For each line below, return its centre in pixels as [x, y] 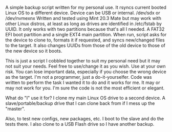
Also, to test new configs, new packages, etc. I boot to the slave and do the [85, 119]
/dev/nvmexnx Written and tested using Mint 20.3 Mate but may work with [83, 18]
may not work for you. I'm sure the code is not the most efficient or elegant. [85, 88]
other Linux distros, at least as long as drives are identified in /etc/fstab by [84, 24]
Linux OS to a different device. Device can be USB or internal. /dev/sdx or [83, 13]
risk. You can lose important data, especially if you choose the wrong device [86, 72]
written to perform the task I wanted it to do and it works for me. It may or [83, 82]
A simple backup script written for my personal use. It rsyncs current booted [86, 7]
